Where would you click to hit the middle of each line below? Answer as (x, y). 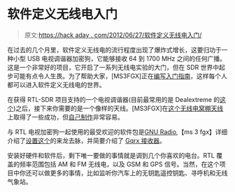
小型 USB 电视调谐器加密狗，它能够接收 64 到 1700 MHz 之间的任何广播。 (119, 58)
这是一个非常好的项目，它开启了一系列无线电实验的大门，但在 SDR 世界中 (113, 67)
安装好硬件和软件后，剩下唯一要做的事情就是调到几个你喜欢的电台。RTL (111, 155)
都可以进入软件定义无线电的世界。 (56, 84)
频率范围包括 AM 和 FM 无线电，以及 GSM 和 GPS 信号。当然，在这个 (120, 164)
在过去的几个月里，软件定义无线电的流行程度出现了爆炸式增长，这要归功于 (114, 50)
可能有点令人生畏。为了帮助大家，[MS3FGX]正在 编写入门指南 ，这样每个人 (120, 76)
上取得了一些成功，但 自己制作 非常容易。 (65, 117)
